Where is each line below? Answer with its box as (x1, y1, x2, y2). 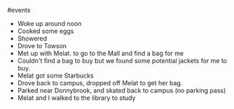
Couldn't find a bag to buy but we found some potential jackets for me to (17, 57, 228, 65)
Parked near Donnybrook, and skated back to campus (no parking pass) (17, 87, 226, 94)
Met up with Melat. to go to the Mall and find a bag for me (17, 49, 184, 57)
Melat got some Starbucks (17, 71, 94, 80)
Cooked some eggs (17, 27, 74, 35)
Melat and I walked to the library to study (17, 94, 136, 102)
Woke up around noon (17, 20, 82, 27)
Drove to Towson (17, 42, 67, 50)
